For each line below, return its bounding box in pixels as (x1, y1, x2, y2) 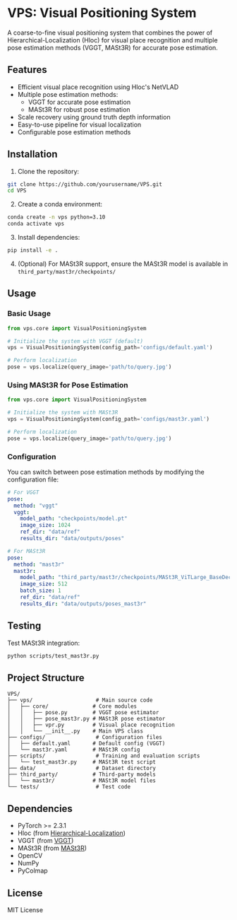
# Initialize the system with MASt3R (7, 409, 119, 417)
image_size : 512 (20, 581, 68, 588)
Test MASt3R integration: (7, 639, 80, 647)
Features (7, 64, 47, 76)
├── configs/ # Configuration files (7, 734, 162, 741)
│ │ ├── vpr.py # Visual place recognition (7, 721, 175, 729)
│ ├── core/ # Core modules (7, 703, 138, 710)
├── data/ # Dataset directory (7, 765, 157, 772)
